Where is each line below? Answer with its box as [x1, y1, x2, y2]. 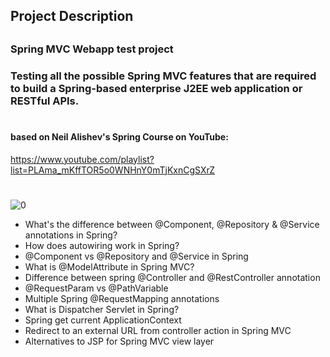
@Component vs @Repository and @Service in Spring [24, 250, 249, 262]
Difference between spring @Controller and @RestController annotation [24, 271, 321, 283]
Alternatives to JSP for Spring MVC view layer [24, 335, 215, 347]
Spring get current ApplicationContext [24, 314, 182, 326]
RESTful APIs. [10, 94, 80, 108]
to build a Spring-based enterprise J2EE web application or [10, 81, 303, 95]
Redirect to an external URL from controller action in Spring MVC [24, 324, 292, 336]
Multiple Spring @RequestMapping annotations [24, 292, 220, 304]
